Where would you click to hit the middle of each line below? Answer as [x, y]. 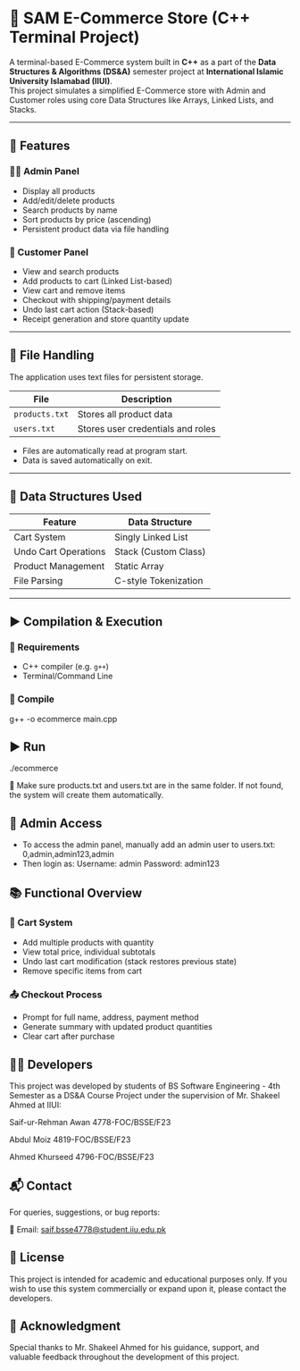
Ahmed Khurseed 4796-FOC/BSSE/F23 [82, 1157]
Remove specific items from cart [82, 971]
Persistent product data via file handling [96, 229]
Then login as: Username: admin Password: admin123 [121, 864]
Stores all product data [125, 414]
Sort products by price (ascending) [87, 219]
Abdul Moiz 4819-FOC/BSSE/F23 [70, 1140]
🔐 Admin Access [56, 823]
